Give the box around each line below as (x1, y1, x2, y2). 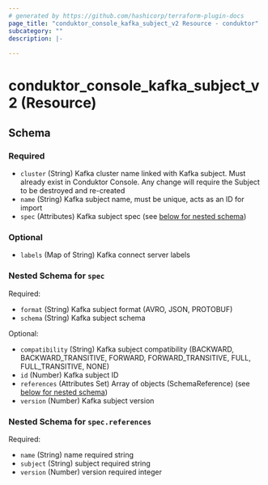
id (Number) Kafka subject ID (19, 369, 119, 380)
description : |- (8, 34, 63, 43)
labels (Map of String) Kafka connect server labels (19, 250, 190, 259)
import (19, 203, 43, 213)
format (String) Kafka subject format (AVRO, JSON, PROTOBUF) (19, 304, 233, 314)
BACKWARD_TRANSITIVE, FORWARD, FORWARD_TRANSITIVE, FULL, (19, 352, 251, 362)
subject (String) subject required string (19, 458, 151, 468)
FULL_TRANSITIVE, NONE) (19, 361, 110, 371)
